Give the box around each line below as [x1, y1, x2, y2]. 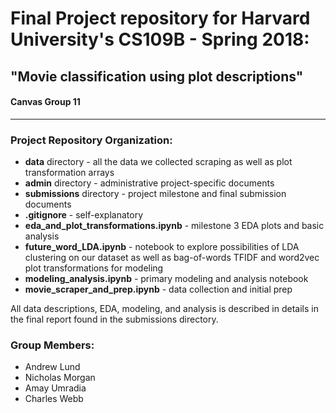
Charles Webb [24, 393, 84, 405]
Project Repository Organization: [10, 133, 173, 147]
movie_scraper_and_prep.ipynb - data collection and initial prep [24, 283, 293, 296]
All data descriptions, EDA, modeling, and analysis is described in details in [10, 303, 319, 315]
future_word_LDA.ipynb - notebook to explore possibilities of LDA [24, 241, 300, 253]
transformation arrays [24, 167, 115, 179]
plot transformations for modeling [24, 262, 164, 274]
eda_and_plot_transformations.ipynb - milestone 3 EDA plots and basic [24, 220, 325, 232]
